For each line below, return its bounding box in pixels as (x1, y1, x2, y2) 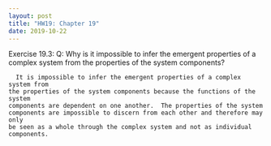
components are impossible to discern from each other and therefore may (8, 109, 264, 118)
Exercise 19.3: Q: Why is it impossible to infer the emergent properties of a (8, 49, 256, 59)
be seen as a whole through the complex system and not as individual (8, 123, 252, 131)
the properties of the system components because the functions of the (8, 88, 256, 96)
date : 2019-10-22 (8, 27, 67, 35)
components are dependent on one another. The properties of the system (8, 102, 264, 110)
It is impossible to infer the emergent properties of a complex (15, 74, 242, 82)
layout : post (8, 11, 53, 20)
